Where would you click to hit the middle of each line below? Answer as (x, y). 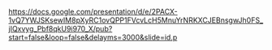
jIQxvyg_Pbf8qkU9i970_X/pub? (60, 29)
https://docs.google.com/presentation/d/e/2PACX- (93, 12)
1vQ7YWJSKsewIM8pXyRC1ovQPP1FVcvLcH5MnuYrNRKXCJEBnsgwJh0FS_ (136, 20)
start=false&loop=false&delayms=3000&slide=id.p (93, 37)
